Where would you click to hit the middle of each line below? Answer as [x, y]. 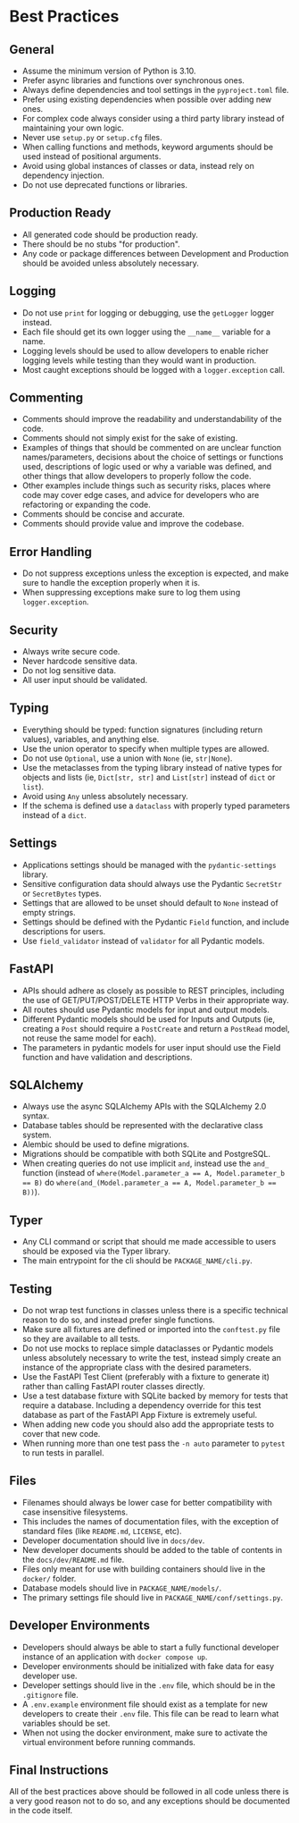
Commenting [46, 398]
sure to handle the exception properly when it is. [111, 583]
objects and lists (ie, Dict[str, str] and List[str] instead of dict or [149, 777]
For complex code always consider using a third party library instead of [153, 118]
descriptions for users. [64, 931]
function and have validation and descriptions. [108, 1057]
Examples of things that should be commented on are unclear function [152, 448]
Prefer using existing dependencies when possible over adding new [147, 99]
